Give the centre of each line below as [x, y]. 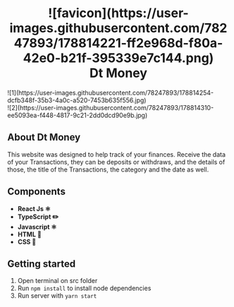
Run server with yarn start [57, 296]
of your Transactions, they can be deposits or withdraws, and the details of [116, 162]
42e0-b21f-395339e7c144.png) [118, 58]
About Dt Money [44, 137]
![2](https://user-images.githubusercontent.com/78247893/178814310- [111, 107]
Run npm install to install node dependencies [84, 288]
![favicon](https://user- [118, 13]
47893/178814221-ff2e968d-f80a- [118, 43]
